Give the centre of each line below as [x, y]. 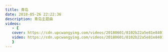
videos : [13, 24]
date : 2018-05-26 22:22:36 [33, 14]
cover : [19, 33]
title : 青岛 [17, 10]
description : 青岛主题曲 [29, 19]
